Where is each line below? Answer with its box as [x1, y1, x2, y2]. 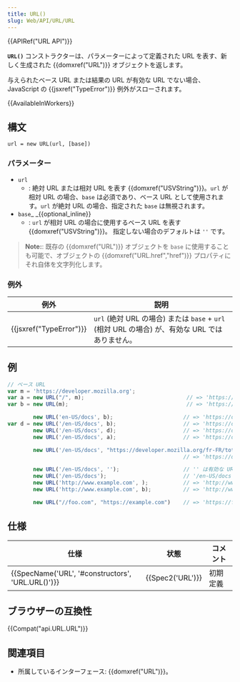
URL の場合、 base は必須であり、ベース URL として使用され [42, 192, 218, 201]
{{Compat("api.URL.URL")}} [7, 624, 89, 633]
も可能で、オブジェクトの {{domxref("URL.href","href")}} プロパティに [24, 251, 231, 259]
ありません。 [94, 335, 137, 345]
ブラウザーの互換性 [7, 605, 92, 618]
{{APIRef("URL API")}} [7, 36, 73, 45]
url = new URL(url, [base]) [7, 141, 91, 148]
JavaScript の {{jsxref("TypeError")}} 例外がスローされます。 [7, 84, 186, 93]
